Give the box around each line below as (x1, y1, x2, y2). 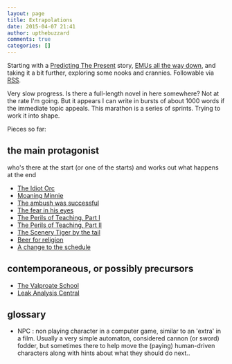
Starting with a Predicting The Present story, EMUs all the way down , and (7, 62, 216, 69)
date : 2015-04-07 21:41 (7, 23, 76, 30)
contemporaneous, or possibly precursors (7, 263, 194, 275)
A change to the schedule (17, 243, 91, 251)
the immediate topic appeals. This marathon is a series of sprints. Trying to (7, 104, 221, 112)
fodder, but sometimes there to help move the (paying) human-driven (17, 342, 215, 350)
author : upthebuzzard (7, 29, 70, 37)
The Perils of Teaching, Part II (17, 221, 102, 229)
